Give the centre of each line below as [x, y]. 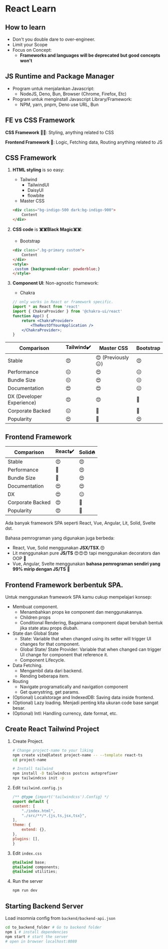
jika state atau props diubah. [49, 628]
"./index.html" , [38, 811]
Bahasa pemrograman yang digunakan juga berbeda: [60, 538]
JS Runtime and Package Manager [60, 77]
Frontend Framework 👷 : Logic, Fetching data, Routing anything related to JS [84, 142]
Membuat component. [35, 606]
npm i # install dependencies [37, 932]
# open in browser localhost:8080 [41, 941]
